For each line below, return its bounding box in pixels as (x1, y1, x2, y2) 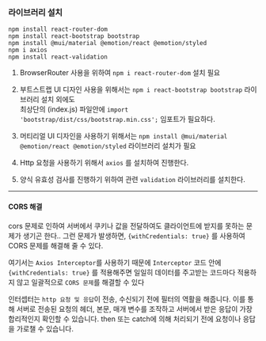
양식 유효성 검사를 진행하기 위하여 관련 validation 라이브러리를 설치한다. (19, 175, 245, 184)
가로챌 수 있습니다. (16, 324, 74, 333)
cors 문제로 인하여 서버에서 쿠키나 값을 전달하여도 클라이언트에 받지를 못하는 (8, 221, 245, 230)
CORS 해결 (8, 202, 43, 211)
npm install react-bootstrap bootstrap (8, 32, 140, 40)
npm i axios (8, 46, 47, 55)
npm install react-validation (8, 53, 108, 61)
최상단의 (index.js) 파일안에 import (19, 104, 129, 114)
